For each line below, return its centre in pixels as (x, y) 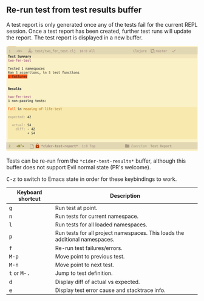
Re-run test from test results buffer (74, 10)
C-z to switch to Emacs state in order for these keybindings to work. (92, 179)
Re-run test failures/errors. (89, 248)
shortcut (29, 199)
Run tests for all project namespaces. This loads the (120, 233)
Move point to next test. (84, 265)
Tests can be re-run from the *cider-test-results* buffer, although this (96, 161)
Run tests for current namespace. (97, 216)
